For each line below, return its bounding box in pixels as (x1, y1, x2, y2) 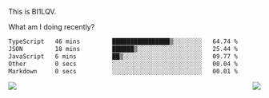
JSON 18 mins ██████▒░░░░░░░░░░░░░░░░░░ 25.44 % (8, 45, 239, 53)
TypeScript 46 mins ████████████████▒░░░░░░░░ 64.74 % (8, 37, 239, 45)
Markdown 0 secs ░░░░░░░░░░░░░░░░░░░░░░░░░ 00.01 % (8, 67, 239, 75)
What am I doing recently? (8, 22, 95, 31)
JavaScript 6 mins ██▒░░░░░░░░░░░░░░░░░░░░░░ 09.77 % (8, 52, 239, 61)
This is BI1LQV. (8, 7, 57, 16)
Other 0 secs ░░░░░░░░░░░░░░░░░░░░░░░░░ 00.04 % (8, 60, 239, 68)
